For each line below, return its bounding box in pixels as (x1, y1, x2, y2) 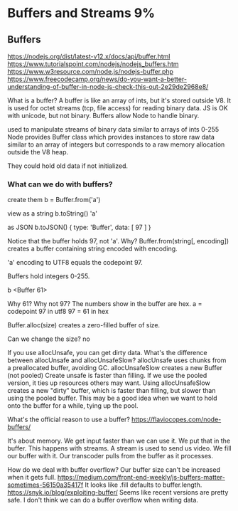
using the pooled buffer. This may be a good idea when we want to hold (7, 394, 218, 403)
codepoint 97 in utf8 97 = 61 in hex (7, 307, 109, 316)
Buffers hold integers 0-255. (7, 272, 90, 280)
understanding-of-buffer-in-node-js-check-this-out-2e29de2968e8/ (7, 83, 209, 90)
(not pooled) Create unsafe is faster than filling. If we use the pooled (7, 372, 207, 380)
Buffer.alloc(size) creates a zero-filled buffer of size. (7, 321, 161, 330)
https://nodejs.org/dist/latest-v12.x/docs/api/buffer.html (7, 52, 171, 60)
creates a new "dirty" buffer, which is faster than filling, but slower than (7, 386, 216, 395)
